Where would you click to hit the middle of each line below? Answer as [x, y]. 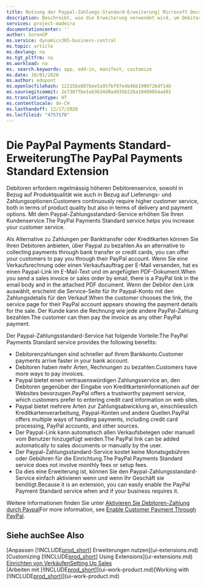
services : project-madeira [41, 23]
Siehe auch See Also [45, 535]
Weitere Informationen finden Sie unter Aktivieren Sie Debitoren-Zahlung [98, 503]
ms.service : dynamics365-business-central [61, 40]
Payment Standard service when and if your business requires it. [97, 491]
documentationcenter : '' [38, 29]
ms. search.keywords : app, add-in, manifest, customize [79, 69]
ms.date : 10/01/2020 [33, 75]
